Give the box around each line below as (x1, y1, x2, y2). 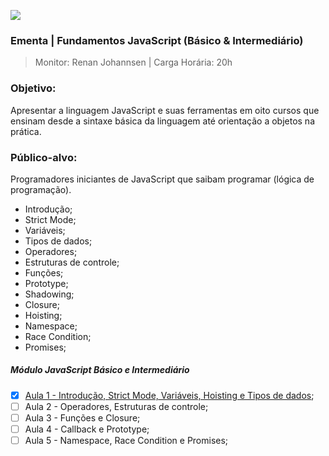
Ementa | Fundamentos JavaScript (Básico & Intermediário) (10, 33, 304, 47)
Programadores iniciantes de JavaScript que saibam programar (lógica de (10, 173, 315, 185)
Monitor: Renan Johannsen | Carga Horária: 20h (34, 56, 233, 69)
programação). (10, 183, 72, 195)
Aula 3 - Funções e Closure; (24, 411, 141, 424)
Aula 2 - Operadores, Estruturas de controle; (24, 400, 209, 412)
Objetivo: (10, 81, 57, 95)
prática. (10, 125, 42, 137)
